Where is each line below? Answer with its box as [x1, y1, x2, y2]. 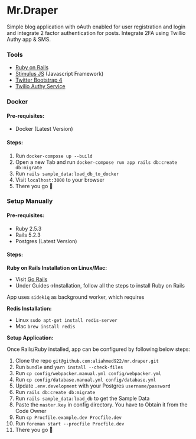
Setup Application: [6, 334, 54, 341]
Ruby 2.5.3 [15, 225, 42, 232]
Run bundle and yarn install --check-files [15, 363, 123, 370]
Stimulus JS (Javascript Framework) [15, 70, 104, 78]
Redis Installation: [6, 305, 52, 312]
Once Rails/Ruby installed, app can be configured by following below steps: [6, 346, 191, 353]
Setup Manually [6, 197, 53, 205]
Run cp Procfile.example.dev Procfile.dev [15, 414, 122, 421]
